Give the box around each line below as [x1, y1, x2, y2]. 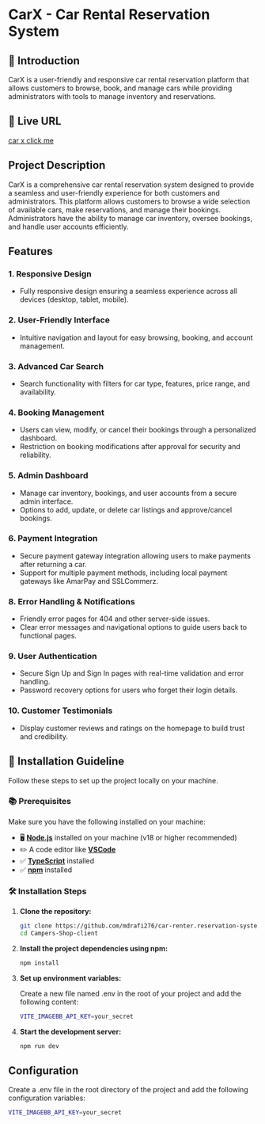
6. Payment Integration [8, 533, 98, 544]
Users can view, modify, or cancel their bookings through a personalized [19, 425, 256, 435]
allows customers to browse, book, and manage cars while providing [8, 83, 233, 93]
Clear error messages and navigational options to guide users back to [19, 623, 248, 632]
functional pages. [19, 631, 78, 641]
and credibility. [19, 731, 69, 741]
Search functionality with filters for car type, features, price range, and [19, 379, 251, 388]
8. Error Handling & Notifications [8, 596, 136, 607]
